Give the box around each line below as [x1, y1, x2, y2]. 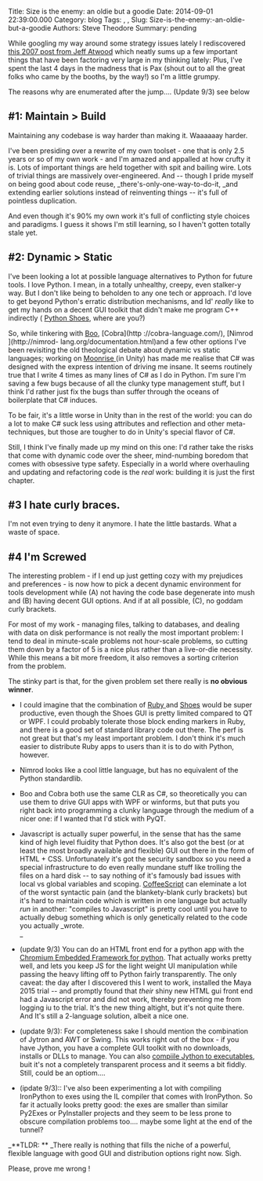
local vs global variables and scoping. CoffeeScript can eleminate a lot [19, 879, 247, 889]
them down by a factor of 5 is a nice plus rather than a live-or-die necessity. [8, 645, 253, 654]
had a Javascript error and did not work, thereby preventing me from [19, 995, 242, 1004]
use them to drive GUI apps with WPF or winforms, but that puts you [19, 797, 240, 807]
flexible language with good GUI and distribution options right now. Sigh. [8, 1149, 242, 1158]
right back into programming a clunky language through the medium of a [19, 806, 254, 815]
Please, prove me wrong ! [8, 1164, 91, 1173]
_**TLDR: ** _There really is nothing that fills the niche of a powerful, [8, 1140, 232, 1150]
